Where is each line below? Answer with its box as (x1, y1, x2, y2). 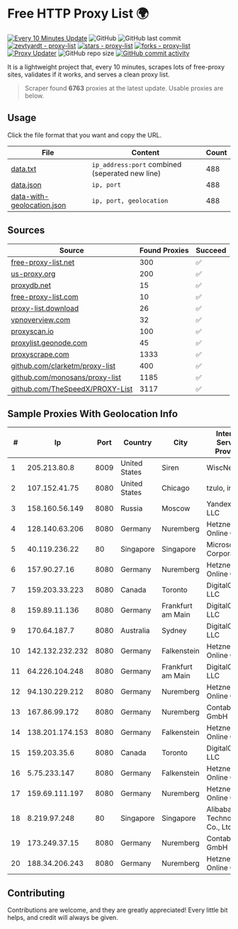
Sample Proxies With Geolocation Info (7, 408, 178, 420)
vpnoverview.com (11, 314, 71, 324)
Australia (120, 626, 150, 636)
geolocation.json (11, 200, 67, 210)
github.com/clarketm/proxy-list (11, 360, 115, 370)
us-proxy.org (11, 268, 56, 278)
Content (131, 147, 160, 157)
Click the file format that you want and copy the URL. (7, 130, 161, 139)
